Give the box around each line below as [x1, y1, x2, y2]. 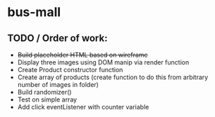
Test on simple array [17, 95, 78, 104]
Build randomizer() [17, 88, 72, 96]
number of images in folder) [17, 81, 99, 88]
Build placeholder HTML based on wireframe [17, 50, 148, 59]
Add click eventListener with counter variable [17, 103, 149, 111]
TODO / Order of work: [7, 32, 108, 44]
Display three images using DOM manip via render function [17, 58, 190, 67]
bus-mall [7, 4, 61, 20]
